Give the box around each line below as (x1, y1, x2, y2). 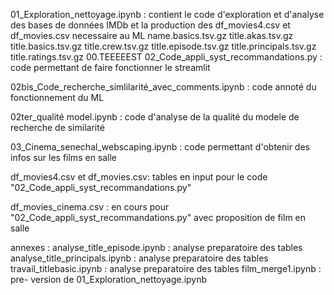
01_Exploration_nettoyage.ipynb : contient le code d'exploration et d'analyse (10, 9, 325, 20)
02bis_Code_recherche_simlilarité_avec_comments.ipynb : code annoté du (10, 81, 317, 93)
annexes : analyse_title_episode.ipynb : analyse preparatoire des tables (10, 242, 303, 253)
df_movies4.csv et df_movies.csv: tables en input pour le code (10, 171, 268, 183)
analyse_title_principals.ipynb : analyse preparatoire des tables (10, 252, 269, 264)
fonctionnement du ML (10, 92, 105, 103)
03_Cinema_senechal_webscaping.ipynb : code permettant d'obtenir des (10, 141, 310, 153)
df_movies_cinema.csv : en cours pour (10, 201, 170, 213)
